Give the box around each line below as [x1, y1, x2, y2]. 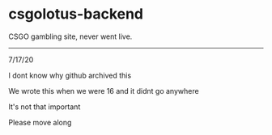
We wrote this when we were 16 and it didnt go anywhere [8, 86, 200, 95]
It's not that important [8, 102, 81, 112]
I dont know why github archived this [8, 70, 132, 80]
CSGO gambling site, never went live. [8, 32, 133, 41]
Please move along [8, 117, 72, 127]
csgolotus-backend [8, 5, 144, 23]
